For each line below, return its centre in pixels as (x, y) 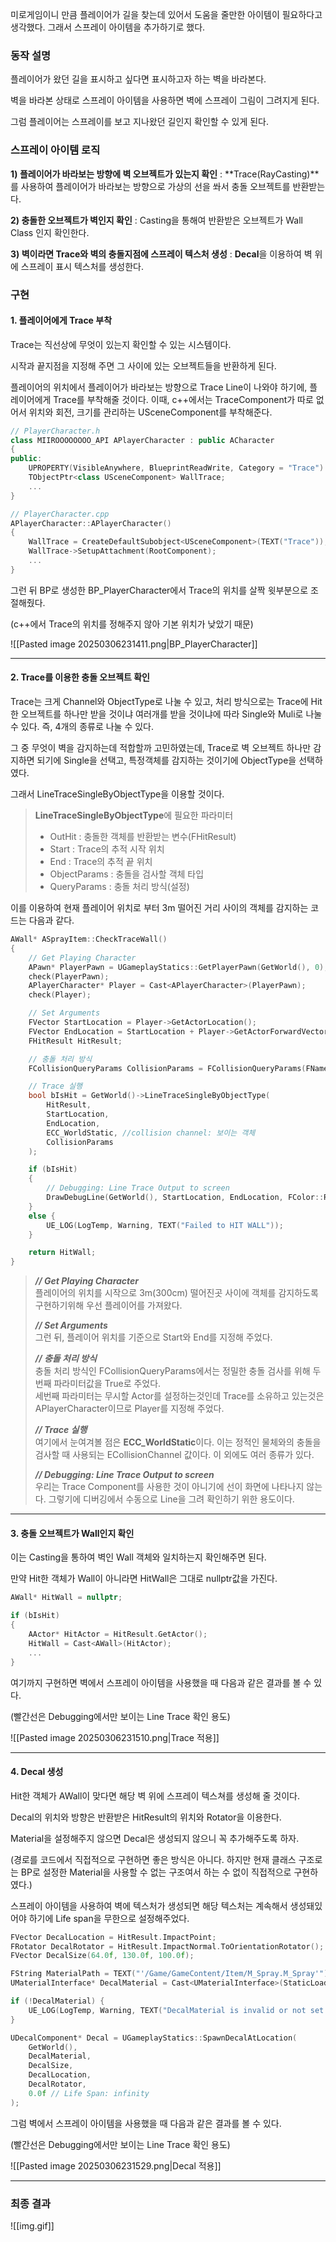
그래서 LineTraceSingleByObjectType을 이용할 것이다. (117, 794)
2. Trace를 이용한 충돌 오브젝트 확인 (80, 677)
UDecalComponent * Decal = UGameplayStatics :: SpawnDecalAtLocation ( (154, 2038)
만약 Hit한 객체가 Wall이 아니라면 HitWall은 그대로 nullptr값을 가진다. (144, 1579)
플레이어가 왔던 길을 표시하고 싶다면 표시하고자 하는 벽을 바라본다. (138, 79)
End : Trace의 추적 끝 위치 (101, 862)
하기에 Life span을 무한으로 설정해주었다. (109, 1918)
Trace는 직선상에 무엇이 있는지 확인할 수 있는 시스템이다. (121, 344)
